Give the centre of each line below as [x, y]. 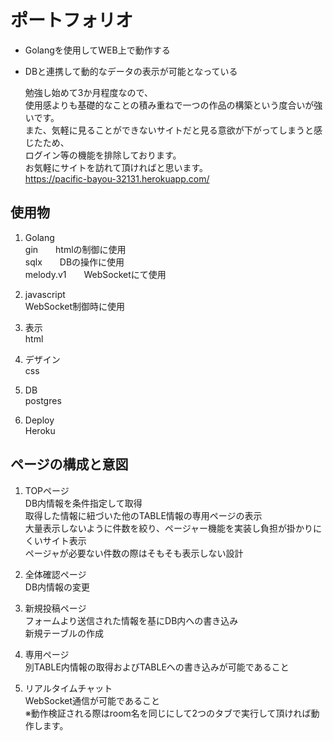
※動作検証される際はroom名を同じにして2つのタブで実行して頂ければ [168, 713]
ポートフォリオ [72, 20]
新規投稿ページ [55, 608]
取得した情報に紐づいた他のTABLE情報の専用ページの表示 [143, 515]
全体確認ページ [55, 574]
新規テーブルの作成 [64, 633]
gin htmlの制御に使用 [75, 249]
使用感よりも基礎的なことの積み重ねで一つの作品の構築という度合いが [169, 105]
